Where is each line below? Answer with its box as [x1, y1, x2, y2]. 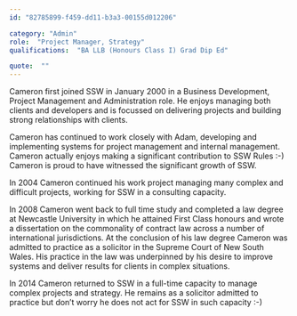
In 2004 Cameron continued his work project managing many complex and [9, 177, 284, 188]
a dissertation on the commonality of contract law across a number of [9, 223, 265, 234]
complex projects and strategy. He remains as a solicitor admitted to [9, 288, 259, 298]
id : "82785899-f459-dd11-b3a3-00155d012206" [9, 12, 177, 22]
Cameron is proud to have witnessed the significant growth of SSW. [9, 160, 257, 171]
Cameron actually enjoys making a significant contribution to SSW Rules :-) [9, 150, 285, 161]
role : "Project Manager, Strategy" [9, 37, 145, 46]
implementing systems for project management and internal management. [9, 142, 280, 152]
